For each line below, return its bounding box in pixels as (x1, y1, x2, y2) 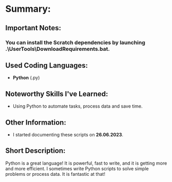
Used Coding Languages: (5, 61, 88, 70)
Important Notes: (5, 24, 62, 32)
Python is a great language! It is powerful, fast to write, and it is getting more (5, 160, 167, 166)
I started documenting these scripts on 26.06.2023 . (12, 131, 124, 137)
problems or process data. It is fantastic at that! (5, 171, 105, 177)
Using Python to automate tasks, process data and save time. (12, 103, 143, 109)
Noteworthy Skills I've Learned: (5, 89, 108, 98)
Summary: (5, 3, 51, 15)
